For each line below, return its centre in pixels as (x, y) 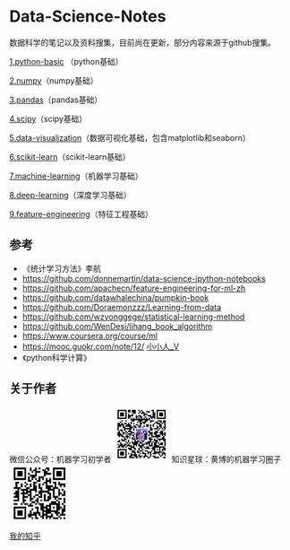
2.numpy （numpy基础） (54, 80)
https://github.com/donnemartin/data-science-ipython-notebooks (144, 278)
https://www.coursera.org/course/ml (90, 336)
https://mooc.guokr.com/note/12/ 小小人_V (101, 346)
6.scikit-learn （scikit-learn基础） (70, 157)
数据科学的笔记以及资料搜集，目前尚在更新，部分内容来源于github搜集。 (142, 42)
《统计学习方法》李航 (61, 268)
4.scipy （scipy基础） (48, 118)
